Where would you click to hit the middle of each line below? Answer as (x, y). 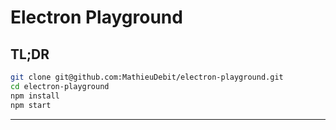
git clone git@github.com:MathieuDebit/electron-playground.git (147, 77)
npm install (35, 96)
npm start (31, 105)
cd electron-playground (60, 86)
